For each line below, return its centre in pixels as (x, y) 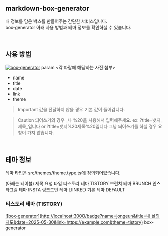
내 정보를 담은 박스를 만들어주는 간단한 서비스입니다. (56, 21)
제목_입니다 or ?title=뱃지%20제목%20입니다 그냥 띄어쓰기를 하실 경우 (87, 126)
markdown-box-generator (47, 8)
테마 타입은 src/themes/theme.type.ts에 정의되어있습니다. (63, 173)
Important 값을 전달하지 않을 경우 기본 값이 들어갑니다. (71, 109)
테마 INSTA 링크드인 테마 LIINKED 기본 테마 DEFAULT (72, 190)
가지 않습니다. (40, 132)
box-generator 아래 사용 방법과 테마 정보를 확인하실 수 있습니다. (68, 27)
